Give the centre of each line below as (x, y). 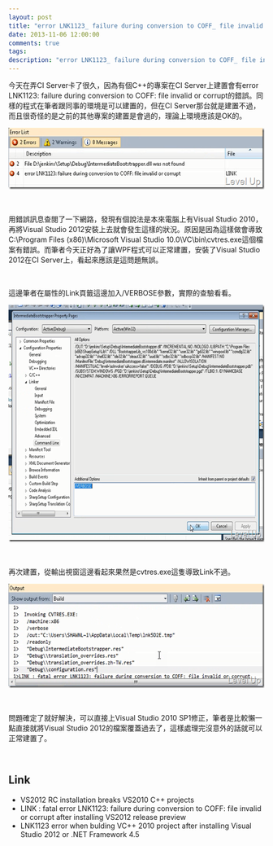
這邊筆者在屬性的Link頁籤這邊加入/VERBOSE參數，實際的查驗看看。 (122, 293)
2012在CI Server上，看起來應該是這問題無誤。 (86, 260)
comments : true (34, 43)
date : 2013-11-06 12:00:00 (54, 34)
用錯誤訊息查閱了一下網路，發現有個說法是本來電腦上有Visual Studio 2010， (135, 219)
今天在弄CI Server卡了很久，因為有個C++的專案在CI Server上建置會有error (134, 85)
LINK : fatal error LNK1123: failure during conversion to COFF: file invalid (141, 808)
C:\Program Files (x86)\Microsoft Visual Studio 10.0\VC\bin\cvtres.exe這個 (132, 239)
